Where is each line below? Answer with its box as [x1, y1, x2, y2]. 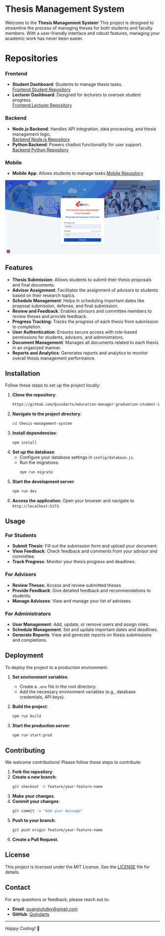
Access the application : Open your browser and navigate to [12, 497, 135, 503]
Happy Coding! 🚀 [5, 925, 40, 931]
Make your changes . [12, 793, 55, 799]
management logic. [12, 131, 52, 137]
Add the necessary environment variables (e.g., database [19, 688, 136, 695]
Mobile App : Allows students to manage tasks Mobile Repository [12, 170, 144, 176]
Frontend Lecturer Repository [12, 102, 72, 108]
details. [5, 869, 20, 875]
